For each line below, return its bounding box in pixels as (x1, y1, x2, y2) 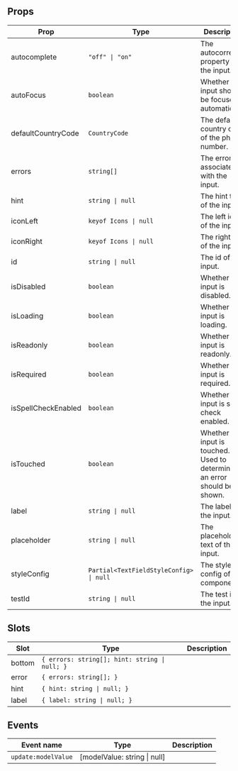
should (200, 481, 223, 491)
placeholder (11, 535, 51, 545)
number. (200, 141, 229, 151)
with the (200, 170, 228, 180)
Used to (200, 454, 227, 464)
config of (200, 569, 231, 579)
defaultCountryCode (11, 128, 79, 138)
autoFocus (11, 90, 46, 100)
